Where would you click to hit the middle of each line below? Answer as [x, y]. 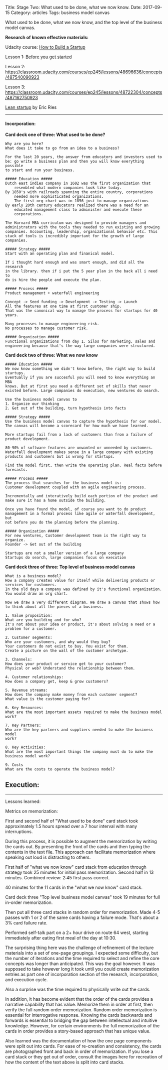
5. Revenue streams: [27, 690]
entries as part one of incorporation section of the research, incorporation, [82, 974]
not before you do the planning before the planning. [62, 522]
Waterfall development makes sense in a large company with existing [79, 452]
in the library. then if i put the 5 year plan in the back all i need [81, 271]
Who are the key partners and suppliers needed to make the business [79, 730]
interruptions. [19, 832]
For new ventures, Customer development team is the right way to [76, 536]
